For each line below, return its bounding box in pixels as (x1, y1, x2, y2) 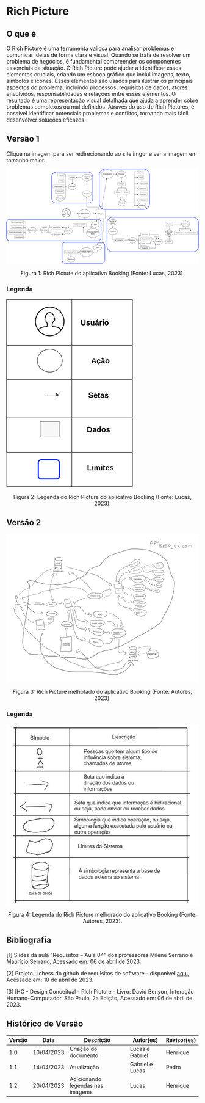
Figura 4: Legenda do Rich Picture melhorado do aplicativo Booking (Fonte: (8, 911, 197, 918)
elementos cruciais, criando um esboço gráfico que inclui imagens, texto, (6, 71, 191, 78)
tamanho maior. (6, 156, 46, 164)
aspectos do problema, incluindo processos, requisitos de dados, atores (6, 84, 188, 91)
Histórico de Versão (6, 1019, 84, 1029)
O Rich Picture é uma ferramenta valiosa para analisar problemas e (6, 45, 174, 52)
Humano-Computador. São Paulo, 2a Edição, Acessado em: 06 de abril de (6, 994, 193, 1002)
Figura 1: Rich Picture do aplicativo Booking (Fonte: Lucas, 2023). (20, 270, 185, 277)
